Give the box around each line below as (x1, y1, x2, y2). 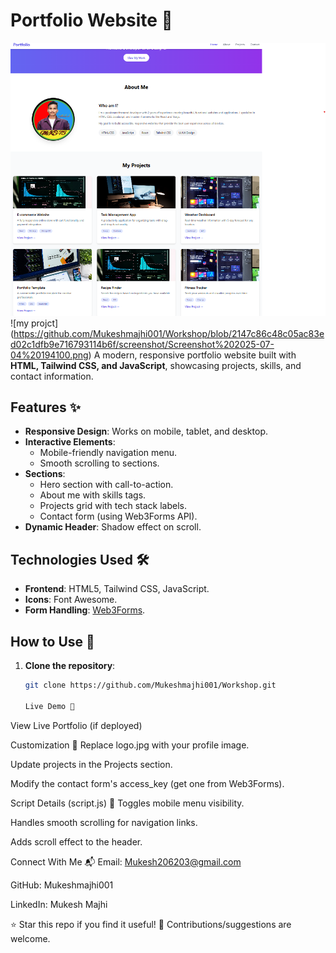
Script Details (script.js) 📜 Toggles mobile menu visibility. (10, 797, 245, 809)
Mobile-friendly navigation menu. (39, 447, 178, 459)
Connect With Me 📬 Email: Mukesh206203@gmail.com (10, 855, 242, 868)
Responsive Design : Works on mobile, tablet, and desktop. (24, 425, 268, 438)
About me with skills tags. (39, 489, 147, 501)
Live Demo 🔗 (24, 701, 75, 711)
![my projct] (10, 317, 59, 329)
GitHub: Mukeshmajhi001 (10, 879, 114, 891)
